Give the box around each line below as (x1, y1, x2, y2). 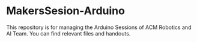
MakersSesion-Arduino (6, 4, 125, 18)
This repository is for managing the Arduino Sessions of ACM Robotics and (6, 24, 192, 31)
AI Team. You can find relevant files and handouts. (6, 30, 131, 37)
